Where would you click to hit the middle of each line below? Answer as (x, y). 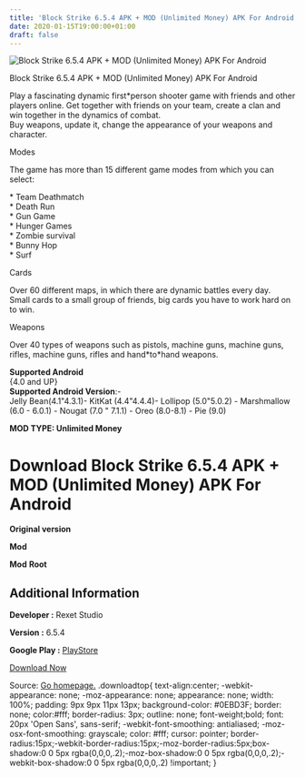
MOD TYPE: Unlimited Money (66, 429)
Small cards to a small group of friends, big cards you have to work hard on (150, 300)
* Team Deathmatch (47, 197)
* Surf (20, 255)
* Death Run (32, 207)
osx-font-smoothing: (48, 734)
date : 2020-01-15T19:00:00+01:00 (73, 26)
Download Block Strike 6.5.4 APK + (145, 465)
